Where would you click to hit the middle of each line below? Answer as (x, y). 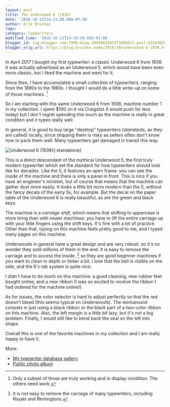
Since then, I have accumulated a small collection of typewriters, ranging (81, 82)
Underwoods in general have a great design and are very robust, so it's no (83, 244)
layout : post (19, 10)
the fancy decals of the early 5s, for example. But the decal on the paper (81, 192)
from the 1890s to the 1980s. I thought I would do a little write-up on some (82, 88)
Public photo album (33, 364)
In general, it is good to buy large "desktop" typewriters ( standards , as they (84, 130)
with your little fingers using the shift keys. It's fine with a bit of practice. (80, 223)
